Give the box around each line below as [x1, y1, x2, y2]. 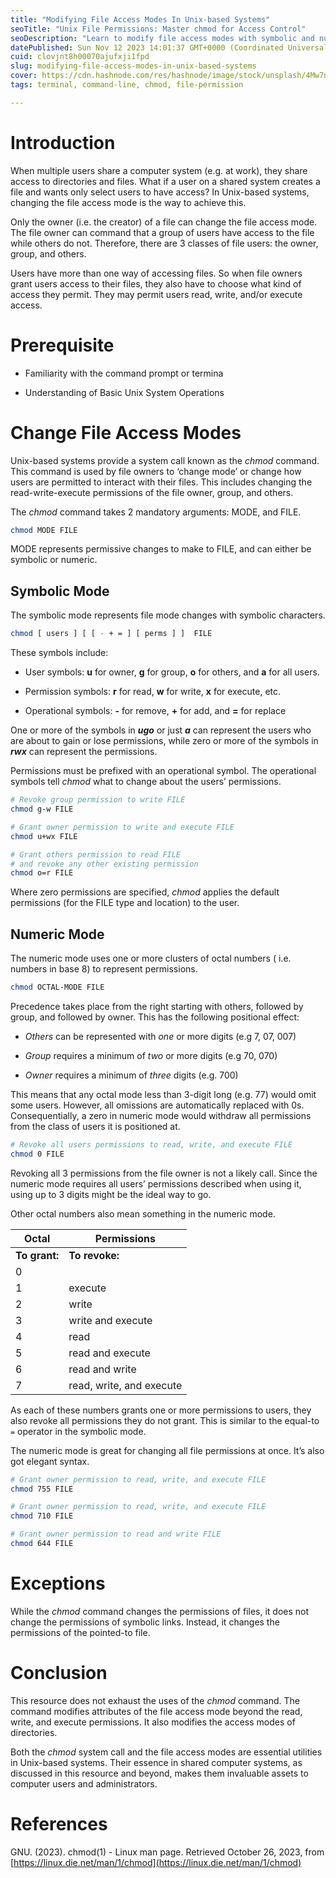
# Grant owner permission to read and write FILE [10, 1529, 222, 1540]
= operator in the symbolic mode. [10, 1425, 147, 1437]
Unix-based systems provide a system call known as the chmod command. [10, 454, 320, 466]
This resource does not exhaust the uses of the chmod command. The [10, 1694, 301, 1706]
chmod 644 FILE [10, 1539, 74, 1549]
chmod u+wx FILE [10, 831, 78, 841]
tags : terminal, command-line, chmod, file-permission [10, 80, 244, 90]
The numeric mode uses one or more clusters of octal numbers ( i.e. [10, 952, 292, 965]
